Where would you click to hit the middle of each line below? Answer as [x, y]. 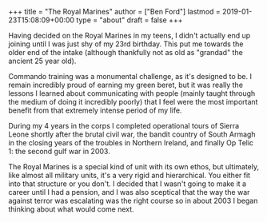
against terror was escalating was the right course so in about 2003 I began [133, 200]
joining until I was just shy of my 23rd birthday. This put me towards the [126, 44]
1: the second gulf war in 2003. [59, 151]
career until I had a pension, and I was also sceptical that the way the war [129, 192]
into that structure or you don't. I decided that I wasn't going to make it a [127, 184]
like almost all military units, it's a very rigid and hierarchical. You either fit [129, 175]
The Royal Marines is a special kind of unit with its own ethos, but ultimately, [134, 166]
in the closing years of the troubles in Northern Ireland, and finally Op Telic [131, 143]
